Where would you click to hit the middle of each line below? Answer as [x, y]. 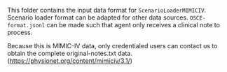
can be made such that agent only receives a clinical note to [133, 25]
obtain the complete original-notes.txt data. [70, 53]
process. [20, 32]
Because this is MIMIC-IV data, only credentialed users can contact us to [112, 46]
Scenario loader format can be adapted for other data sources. [98, 17]
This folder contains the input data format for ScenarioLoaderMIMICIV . [107, 10]
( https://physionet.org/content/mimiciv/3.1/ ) [70, 61]
